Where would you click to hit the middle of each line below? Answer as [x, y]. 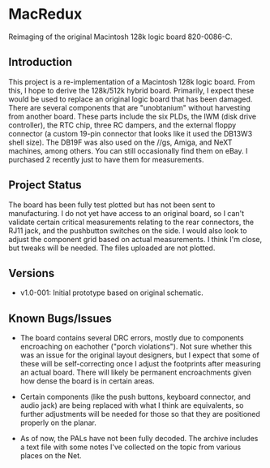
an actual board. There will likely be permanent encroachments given [135, 373]
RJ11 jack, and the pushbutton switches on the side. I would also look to [128, 230]
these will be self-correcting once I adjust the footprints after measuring [140, 364]
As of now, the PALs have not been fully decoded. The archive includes [139, 439]
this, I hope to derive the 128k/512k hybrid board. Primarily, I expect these [131, 90]
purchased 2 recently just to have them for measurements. [106, 159]
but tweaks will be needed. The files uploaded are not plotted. [112, 248]
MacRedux [45, 14]
